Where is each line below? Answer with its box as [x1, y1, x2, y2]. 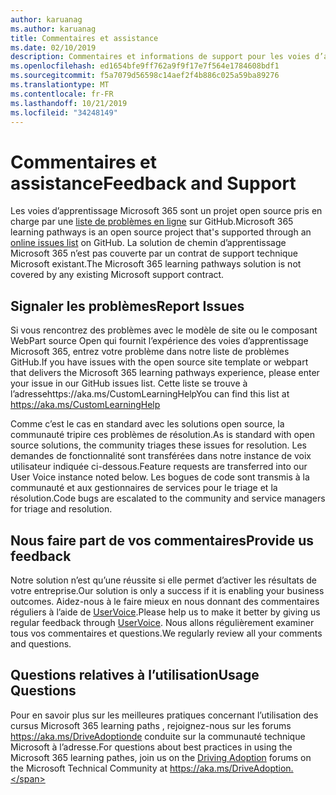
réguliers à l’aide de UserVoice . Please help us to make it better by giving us [10, 606, 321, 618]
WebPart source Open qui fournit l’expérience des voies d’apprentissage [10, 335, 309, 347]
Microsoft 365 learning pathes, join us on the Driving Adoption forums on [10, 751, 312, 763]
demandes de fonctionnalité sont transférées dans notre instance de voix [10, 450, 312, 462]
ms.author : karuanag [10, 24, 97, 34]
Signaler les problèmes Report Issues [10, 297, 245, 315]
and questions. [10, 637, 72, 650]
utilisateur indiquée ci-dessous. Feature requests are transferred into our [10, 461, 308, 473]
